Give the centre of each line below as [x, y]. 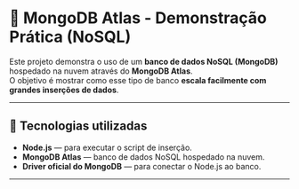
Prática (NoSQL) [70, 37]
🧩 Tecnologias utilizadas [78, 126]
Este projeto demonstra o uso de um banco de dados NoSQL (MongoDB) [144, 61]
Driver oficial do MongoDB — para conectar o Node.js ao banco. [141, 166]
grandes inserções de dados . [64, 90]
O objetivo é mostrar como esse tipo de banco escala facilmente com [138, 80]
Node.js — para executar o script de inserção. [107, 147]
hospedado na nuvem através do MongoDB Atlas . [101, 71]
